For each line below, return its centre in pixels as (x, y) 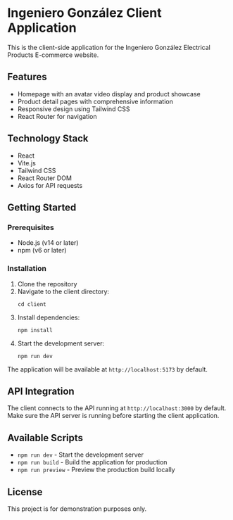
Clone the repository (47, 284)
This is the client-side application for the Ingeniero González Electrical (109, 47)
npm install (35, 330)
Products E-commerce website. (53, 55)
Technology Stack (48, 139)
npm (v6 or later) (42, 251)
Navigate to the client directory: (63, 291)
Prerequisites (31, 227)
